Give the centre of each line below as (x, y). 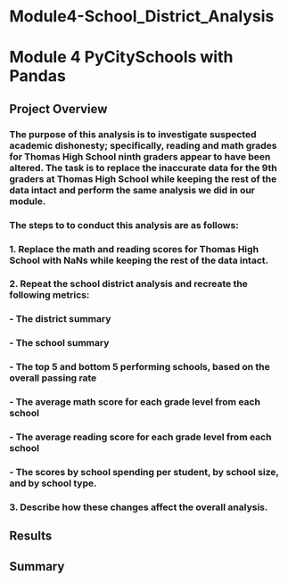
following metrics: (49, 295)
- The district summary (60, 319)
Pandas (38, 76)
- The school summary (59, 343)
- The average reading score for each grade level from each (140, 437)
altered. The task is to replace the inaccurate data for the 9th (144, 168)
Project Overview (58, 109)
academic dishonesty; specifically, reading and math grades (144, 145)
